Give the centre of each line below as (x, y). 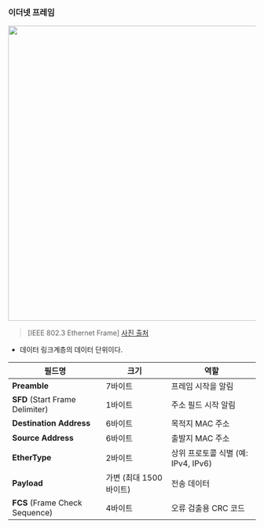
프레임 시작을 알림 (203, 386)
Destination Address (51, 423)
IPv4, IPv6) (192, 463)
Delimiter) (30, 409)
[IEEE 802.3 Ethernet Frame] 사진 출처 (88, 333)
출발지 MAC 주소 (201, 438)
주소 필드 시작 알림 (203, 405)
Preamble (31, 386)
